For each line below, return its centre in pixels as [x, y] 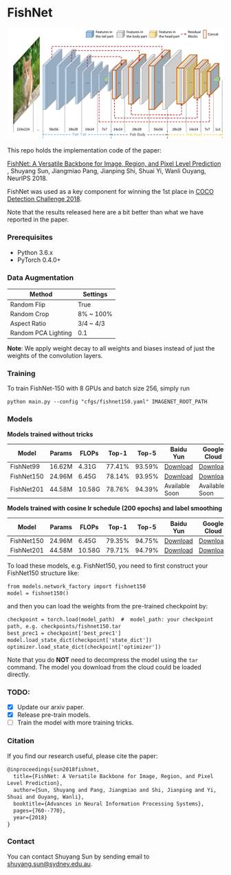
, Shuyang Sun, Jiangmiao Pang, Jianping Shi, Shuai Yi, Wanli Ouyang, [107, 171]
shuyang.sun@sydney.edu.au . [50, 863]
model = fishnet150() [38, 593]
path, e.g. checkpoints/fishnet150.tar [64, 626]
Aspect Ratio [28, 324]
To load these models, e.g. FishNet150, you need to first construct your [108, 566]
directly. [19, 674]
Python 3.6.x [35, 252]
